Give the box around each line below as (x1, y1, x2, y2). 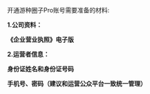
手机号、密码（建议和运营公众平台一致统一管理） (7, 79, 147, 88)
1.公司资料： (7, 21, 43, 29)
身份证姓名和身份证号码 (7, 65, 74, 73)
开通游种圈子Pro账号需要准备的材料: (7, 6, 110, 14)
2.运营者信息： (7, 50, 50, 58)
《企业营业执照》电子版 (7, 35, 74, 44)
